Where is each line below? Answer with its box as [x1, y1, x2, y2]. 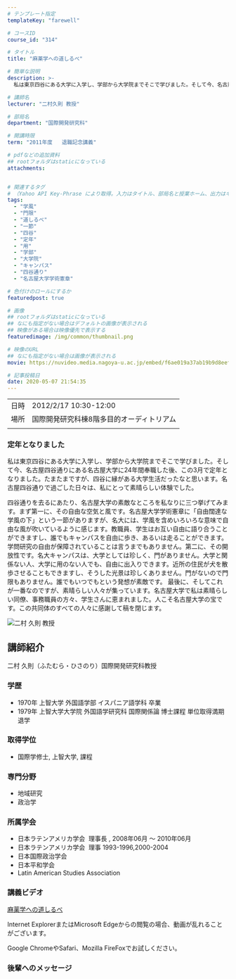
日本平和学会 [17, 861, 55, 869]
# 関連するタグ [7, 184, 46, 191]
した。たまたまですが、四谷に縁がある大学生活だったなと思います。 [25, 474, 222, 483]
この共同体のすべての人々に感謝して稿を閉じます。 [18, 604, 166, 612]
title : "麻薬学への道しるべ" [7, 56, 83, 63]
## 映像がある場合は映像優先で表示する [7, 327, 106, 334]
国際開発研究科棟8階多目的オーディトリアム [32, 415, 177, 424]
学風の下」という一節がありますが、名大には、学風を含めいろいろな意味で [7, 516, 223, 524]
